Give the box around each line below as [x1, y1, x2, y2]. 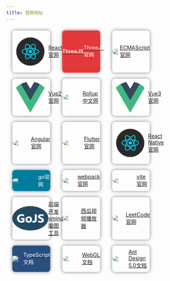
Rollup [82, 90, 98, 97]
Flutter [83, 135, 100, 143]
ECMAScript [120, 44, 150, 51]
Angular [31, 135, 50, 143]
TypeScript [23, 252, 50, 259]
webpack [77, 173, 100, 181]
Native [148, 138, 164, 146]
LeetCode [126, 211, 150, 218]
